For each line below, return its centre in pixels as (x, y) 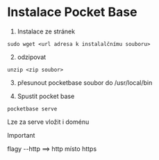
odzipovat (32, 57)
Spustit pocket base (46, 96)
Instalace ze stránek (46, 31)
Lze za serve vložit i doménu (48, 122)
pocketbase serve (32, 109)
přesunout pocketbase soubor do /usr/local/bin (85, 82)
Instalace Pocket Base (72, 12)
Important (21, 135)
